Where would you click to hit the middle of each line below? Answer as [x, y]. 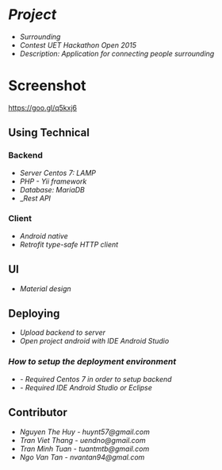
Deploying [34, 314]
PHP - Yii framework [53, 181]
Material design [45, 289]
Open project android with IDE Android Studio [94, 341]
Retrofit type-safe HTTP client [69, 244]
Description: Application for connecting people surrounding [117, 53]
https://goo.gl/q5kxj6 [43, 107]
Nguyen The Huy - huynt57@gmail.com [85, 432]
